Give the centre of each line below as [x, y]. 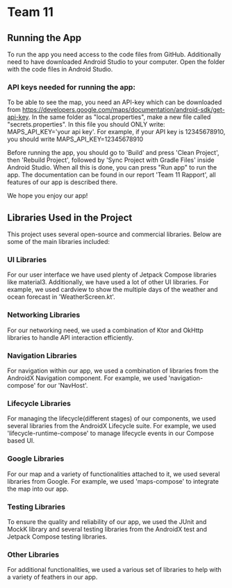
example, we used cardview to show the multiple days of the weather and [113, 290]
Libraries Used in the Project [70, 217]
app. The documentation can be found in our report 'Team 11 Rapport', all [112, 175]
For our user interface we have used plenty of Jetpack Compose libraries [112, 275]
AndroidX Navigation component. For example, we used [87, 378]
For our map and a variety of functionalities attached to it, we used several [114, 474]
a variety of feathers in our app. [52, 577]
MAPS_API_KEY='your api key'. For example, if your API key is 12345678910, [116, 132]
